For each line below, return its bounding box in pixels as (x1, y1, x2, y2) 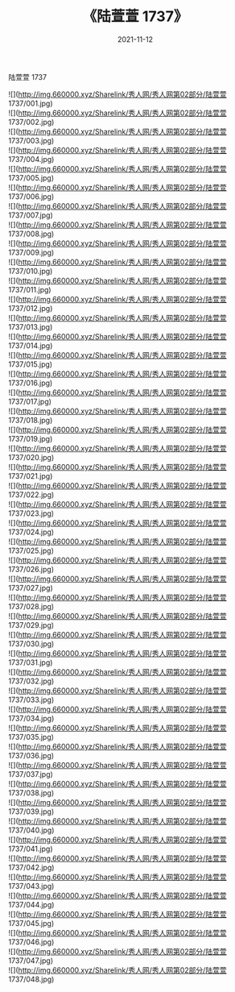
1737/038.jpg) (8, 787, 55, 798)
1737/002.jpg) (8, 117, 55, 127)
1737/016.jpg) (8, 378, 53, 388)
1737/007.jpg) (8, 210, 54, 220)
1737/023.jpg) (8, 508, 55, 518)
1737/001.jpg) (8, 98, 54, 108)
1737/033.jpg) (8, 695, 55, 704)
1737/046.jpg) (8, 936, 55, 947)
